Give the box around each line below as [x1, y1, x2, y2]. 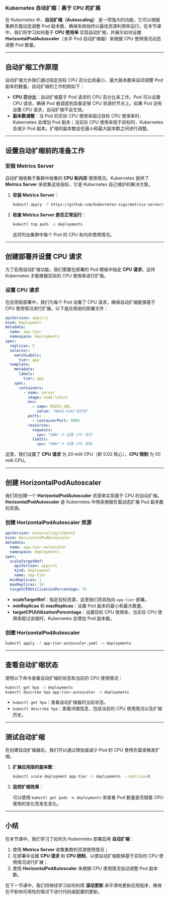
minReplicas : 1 [10, 577, 42, 582]
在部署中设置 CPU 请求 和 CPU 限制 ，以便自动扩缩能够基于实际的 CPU [12, 853, 158, 859]
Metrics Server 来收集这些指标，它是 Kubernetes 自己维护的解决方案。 [5, 181, 153, 187]
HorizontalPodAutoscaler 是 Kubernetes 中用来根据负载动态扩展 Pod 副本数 [5, 498, 164, 505]
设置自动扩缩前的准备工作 [5, 146, 84, 155]
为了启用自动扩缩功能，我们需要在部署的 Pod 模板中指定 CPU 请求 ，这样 [5, 266, 155, 272]
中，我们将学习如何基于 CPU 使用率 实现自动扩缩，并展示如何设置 [5, 29, 142, 36]
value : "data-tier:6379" [37, 409, 89, 414]
